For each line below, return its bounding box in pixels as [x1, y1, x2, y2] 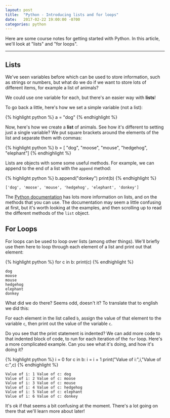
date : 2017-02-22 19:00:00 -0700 [5, 17, 80, 22]
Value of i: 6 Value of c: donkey [5, 394, 78, 399]
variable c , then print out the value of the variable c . [5, 320, 113, 327]
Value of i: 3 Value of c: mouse [5, 380, 76, 385]
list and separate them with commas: [5, 135, 82, 141]
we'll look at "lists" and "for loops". [5, 41, 78, 47]
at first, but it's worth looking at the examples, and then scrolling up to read [5, 205, 162, 211]
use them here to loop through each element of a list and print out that [5, 243, 152, 249]
